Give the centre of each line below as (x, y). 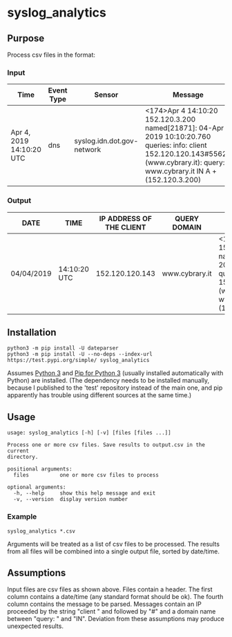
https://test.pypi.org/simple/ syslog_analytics (78, 361)
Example (22, 517)
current (18, 451)
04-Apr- (214, 128)
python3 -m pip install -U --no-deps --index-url (80, 354)
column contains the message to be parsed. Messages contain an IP (104, 604)
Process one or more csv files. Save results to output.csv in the (106, 445)
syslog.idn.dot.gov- (106, 141)
